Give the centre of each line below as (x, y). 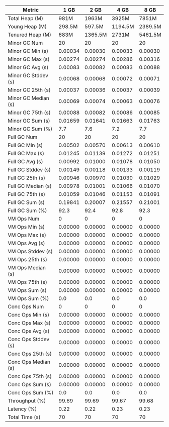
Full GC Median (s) (30, 186)
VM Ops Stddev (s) (30, 251)
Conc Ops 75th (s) (30, 376)
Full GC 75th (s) (27, 194)
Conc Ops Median (29, 362)
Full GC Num (23, 137)
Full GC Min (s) (25, 145)
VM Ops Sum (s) (27, 290)
